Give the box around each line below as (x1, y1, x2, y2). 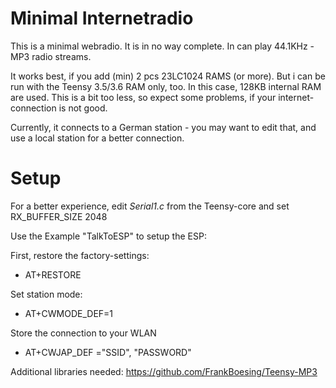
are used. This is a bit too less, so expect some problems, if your (10, 91, 277, 103)
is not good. (58, 102, 108, 114)
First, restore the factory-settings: (10, 249, 150, 261)
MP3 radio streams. (10, 50, 92, 62)
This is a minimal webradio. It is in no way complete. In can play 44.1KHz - (10, 40, 315, 52)
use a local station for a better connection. (10, 132, 185, 144)
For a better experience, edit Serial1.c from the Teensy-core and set (10, 200, 290, 212)
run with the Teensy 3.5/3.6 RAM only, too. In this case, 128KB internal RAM (10, 80, 322, 92)
